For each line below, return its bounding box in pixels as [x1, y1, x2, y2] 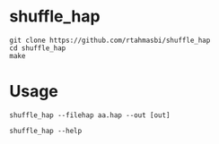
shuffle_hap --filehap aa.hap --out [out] [9, 110, 171, 120]
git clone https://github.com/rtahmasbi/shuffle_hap [9, 36, 211, 45]
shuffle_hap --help [9, 126, 83, 135]
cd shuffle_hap [9, 43, 66, 53]
